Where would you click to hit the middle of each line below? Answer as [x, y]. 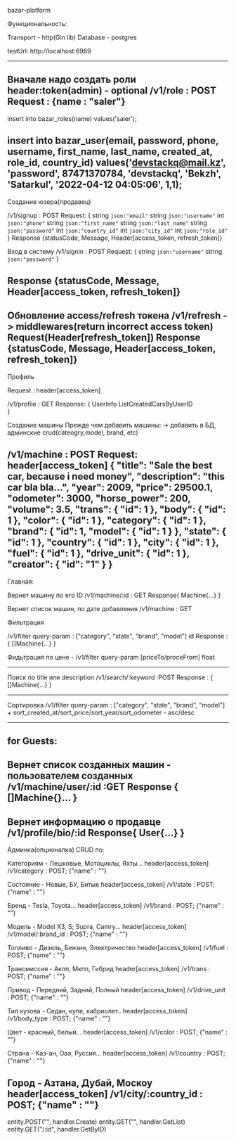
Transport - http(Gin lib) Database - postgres [72, 37]
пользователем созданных [70, 776]
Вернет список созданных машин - [89, 765]
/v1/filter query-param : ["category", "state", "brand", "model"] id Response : [118, 636]
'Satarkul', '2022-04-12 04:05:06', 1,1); [95, 185]
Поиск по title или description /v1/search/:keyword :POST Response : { [110, 677]
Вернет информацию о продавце [84, 822]
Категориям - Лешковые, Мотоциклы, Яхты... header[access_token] [108, 864]
